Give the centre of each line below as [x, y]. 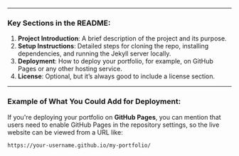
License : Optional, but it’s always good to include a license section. [116, 76]
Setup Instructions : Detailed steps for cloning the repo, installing [113, 46]
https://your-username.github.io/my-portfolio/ [79, 145]
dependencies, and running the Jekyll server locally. [94, 53]
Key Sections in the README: [59, 23]
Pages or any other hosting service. [70, 69]
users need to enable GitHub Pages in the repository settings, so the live [113, 125]
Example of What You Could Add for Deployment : [94, 102]
